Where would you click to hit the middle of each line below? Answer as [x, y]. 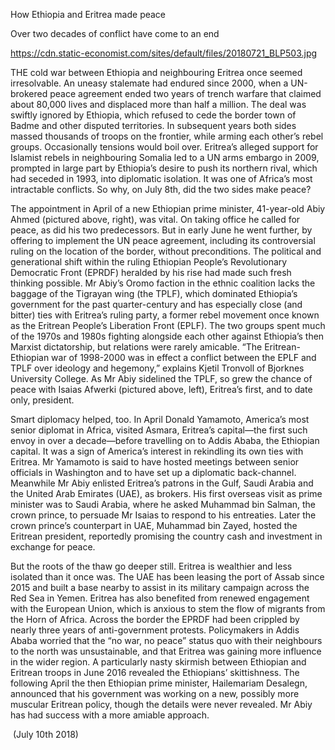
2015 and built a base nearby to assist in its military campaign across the [160, 587]
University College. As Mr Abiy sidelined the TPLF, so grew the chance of [161, 378]
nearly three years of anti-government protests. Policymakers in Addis [155, 630]
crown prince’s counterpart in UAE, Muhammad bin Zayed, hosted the [154, 525]
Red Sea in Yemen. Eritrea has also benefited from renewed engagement [160, 598]
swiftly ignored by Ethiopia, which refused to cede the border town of [153, 115]
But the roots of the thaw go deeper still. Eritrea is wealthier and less [151, 566]
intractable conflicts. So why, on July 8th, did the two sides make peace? [161, 189]
